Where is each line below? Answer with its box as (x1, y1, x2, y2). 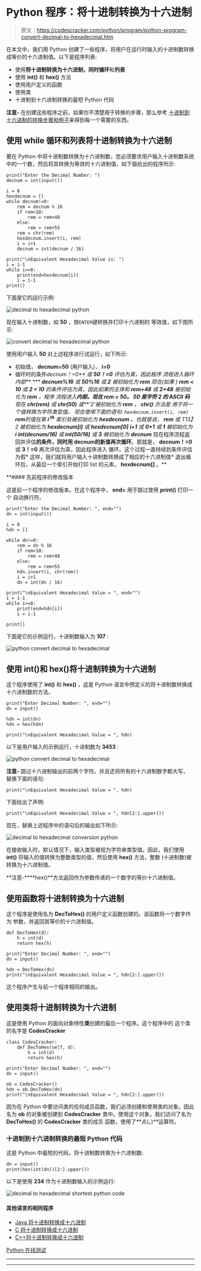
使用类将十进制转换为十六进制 (6, 1002, 117, 1013)
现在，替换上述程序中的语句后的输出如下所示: (6, 821, 118, 829)
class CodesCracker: (6, 1039, 58, 1045)
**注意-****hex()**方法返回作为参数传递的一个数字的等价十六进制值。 (6, 874, 179, 881)
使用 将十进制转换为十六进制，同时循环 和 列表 (14, 66, 126, 73)
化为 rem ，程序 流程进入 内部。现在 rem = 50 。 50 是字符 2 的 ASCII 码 (14, 393, 190, 400)
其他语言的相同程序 (6, 1204, 54, 1212)
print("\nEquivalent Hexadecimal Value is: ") (6, 256, 124, 262)
